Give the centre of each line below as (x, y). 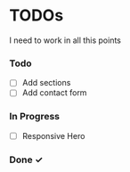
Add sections (46, 83)
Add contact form (54, 93)
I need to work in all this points (65, 40)
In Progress (35, 117)
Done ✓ (26, 160)
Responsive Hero (53, 135)
